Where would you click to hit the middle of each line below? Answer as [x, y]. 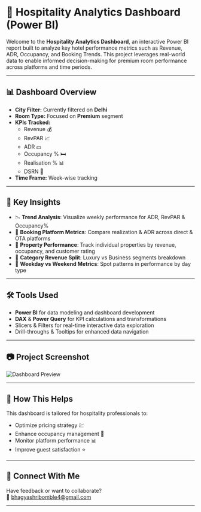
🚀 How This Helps [40, 399]
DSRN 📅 [33, 171]
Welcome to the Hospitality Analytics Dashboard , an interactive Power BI [98, 41]
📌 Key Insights [33, 202]
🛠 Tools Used [32, 295]
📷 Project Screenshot [48, 357]
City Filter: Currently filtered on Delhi [61, 110]
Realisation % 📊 [44, 163]
